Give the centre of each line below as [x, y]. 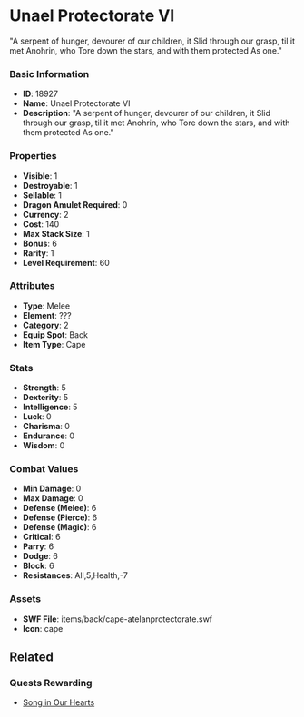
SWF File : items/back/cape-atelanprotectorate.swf [118, 619]
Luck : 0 [37, 417]
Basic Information [49, 74]
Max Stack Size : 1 [56, 233]
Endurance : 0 [49, 436]
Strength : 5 [44, 388]
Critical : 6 [41, 537]
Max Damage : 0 [53, 498]
